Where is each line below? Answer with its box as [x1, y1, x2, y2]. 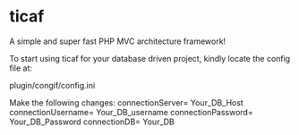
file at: [9, 63, 33, 73]
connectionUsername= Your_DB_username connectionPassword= [9, 106, 253, 117]
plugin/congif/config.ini [9, 80, 96, 90]
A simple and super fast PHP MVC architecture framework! [9, 36, 226, 46]
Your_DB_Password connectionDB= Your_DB [9, 116, 175, 127]
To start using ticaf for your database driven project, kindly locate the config [9, 53, 291, 63]
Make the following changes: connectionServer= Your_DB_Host [9, 97, 243, 108]
